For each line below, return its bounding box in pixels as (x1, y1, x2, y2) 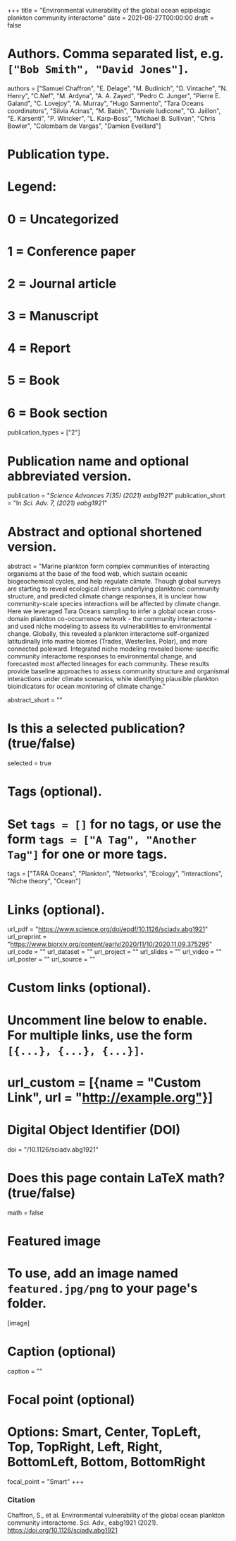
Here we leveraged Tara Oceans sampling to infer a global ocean (7, 607, 196, 615)
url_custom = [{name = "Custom (7, 1074, 201, 1090)
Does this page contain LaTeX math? (7, 1169, 225, 1186)
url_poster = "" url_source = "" (7, 955, 96, 964)
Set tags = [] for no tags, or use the (7, 816, 222, 832)
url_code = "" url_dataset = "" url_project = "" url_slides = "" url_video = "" (7, 947, 222, 956)
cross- (197, 607, 216, 615)
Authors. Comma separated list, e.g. (7, 46, 224, 62)
